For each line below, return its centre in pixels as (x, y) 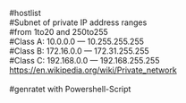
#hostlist (25, 13)
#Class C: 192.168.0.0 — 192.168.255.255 (85, 60)
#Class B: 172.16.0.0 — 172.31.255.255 (79, 51)
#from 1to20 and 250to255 (59, 32)
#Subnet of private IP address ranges (78, 22)
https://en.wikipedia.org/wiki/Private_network (93, 70)
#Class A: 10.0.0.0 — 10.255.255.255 (77, 41)
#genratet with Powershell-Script (70, 89)
